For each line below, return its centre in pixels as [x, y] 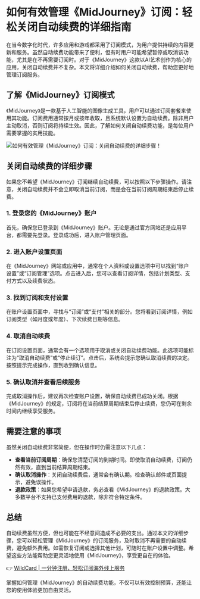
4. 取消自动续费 [28, 336]
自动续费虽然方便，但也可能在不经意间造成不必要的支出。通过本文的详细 [95, 533]
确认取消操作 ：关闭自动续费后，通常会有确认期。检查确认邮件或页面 [98, 475]
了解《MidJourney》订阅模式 [60, 95]
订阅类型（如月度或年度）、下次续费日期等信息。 [65, 319]
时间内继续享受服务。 [32, 411]
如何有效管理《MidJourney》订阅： [94, 12]
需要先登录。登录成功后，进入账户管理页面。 [76, 235]
